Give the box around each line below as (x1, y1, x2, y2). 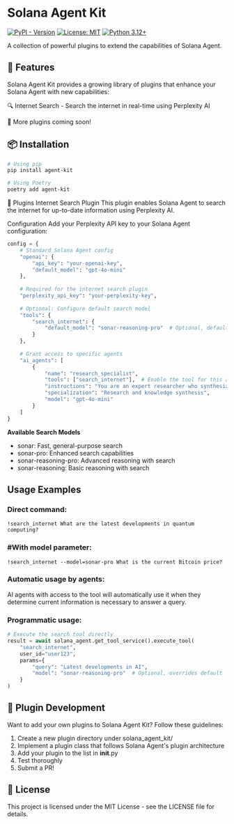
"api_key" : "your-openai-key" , (32, 260, 123, 267)
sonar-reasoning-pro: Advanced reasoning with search (17, 456, 175, 465)
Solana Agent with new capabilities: (7, 87, 109, 95)
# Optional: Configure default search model (19, 305, 151, 312)
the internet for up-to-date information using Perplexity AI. (7, 206, 175, 215)
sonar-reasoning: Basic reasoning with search (17, 463, 150, 472)
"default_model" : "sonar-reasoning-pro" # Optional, (44, 325, 204, 332)
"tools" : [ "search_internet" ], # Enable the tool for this (44, 376, 223, 384)
